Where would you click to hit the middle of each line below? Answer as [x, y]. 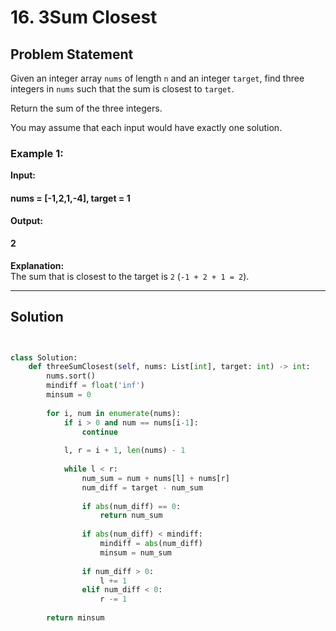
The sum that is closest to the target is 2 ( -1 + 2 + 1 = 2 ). [130, 276]
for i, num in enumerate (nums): [114, 413]
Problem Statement [72, 54]
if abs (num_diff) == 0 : [131, 506]
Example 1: [37, 153]
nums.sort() [71, 376]
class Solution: [44, 357]
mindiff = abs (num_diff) [151, 544]
